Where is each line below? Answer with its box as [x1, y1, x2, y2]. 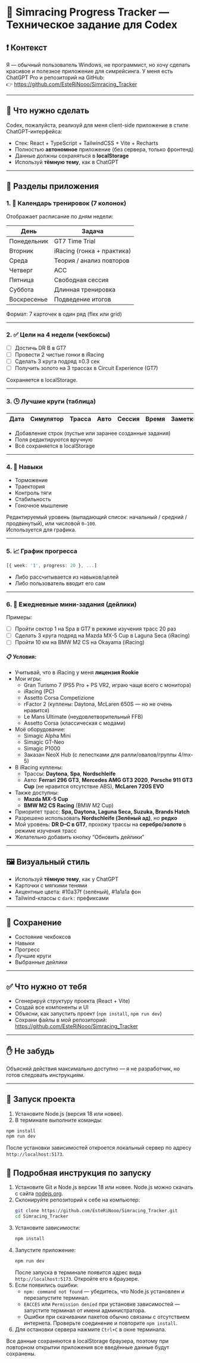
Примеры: [6, 614, 33, 621]
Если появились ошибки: [14, 1281, 79, 1289]
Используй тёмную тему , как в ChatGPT [14, 158, 119, 166]
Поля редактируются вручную [14, 436, 93, 443]
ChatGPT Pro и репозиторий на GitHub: [6, 74, 105, 81]
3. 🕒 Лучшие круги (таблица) [6, 397, 96, 405]
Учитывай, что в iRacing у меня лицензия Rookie [14, 669, 139, 676]
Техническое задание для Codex [6, 18, 177, 32]
